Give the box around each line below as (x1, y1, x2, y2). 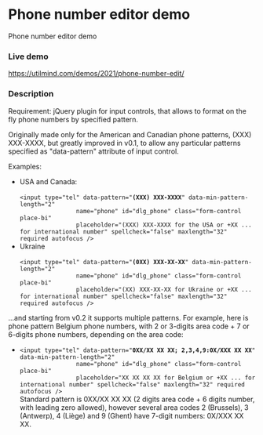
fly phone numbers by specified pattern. (8, 114, 139, 124)
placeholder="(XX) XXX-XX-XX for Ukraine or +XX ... (75, 285, 253, 293)
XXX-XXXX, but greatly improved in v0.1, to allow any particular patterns (8, 138, 241, 147)
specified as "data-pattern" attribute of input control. (8, 147, 179, 156)
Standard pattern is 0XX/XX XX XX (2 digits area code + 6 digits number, (19, 394, 255, 404)
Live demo (8, 51, 49, 62)
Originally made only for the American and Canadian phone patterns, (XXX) (8, 129, 252, 139)
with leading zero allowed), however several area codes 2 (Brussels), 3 (19, 402, 249, 412)
